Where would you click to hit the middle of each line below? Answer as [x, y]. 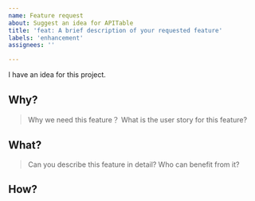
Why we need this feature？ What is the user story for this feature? [137, 119]
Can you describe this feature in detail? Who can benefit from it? [133, 164]
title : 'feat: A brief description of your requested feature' [116, 30]
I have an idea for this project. [57, 75]
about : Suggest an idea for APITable [71, 23]
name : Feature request [46, 15]
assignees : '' [32, 45]
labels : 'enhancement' [46, 38]
